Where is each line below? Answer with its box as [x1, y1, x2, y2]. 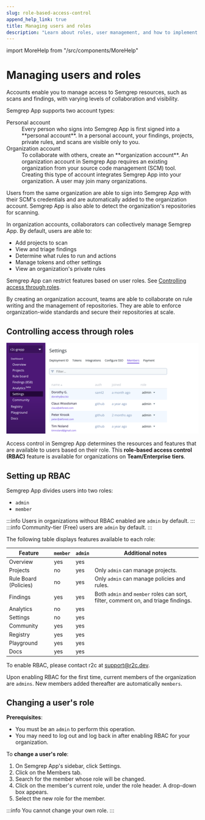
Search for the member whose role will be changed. [15, 775, 146, 783]
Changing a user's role [6, 697, 95, 708]
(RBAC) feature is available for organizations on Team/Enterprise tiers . [6, 453, 186, 460]
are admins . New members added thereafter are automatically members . [6, 680, 183, 687]
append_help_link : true [6, 16, 67, 23]
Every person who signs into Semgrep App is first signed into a [21, 126, 180, 133]
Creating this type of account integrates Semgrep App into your [21, 171, 182, 178]
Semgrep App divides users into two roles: [6, 487, 113, 495]
